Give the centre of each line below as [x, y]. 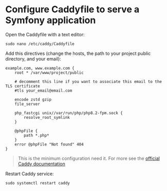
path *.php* [37, 135]
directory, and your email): [33, 59]
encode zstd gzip [33, 99]
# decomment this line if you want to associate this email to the [88, 81]
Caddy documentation [41, 164]
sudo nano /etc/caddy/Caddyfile [40, 44]
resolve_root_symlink [47, 117]
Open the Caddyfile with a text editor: [45, 34]
